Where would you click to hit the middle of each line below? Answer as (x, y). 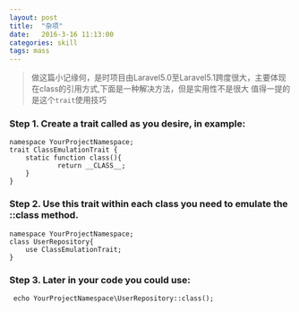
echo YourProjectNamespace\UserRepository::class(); (114, 299)
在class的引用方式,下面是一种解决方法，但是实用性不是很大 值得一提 (157, 89)
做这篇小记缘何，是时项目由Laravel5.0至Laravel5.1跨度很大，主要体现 (158, 78)
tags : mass (30, 51)
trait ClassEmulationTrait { (64, 150)
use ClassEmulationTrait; (74, 249)
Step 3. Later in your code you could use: (100, 280)
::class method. (44, 215)
